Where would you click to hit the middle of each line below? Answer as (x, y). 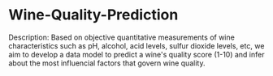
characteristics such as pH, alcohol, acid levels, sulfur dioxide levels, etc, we (136, 45)
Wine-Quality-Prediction (93, 15)
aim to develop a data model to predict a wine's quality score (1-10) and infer (136, 54)
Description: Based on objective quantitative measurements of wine (122, 37)
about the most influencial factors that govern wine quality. (107, 63)
